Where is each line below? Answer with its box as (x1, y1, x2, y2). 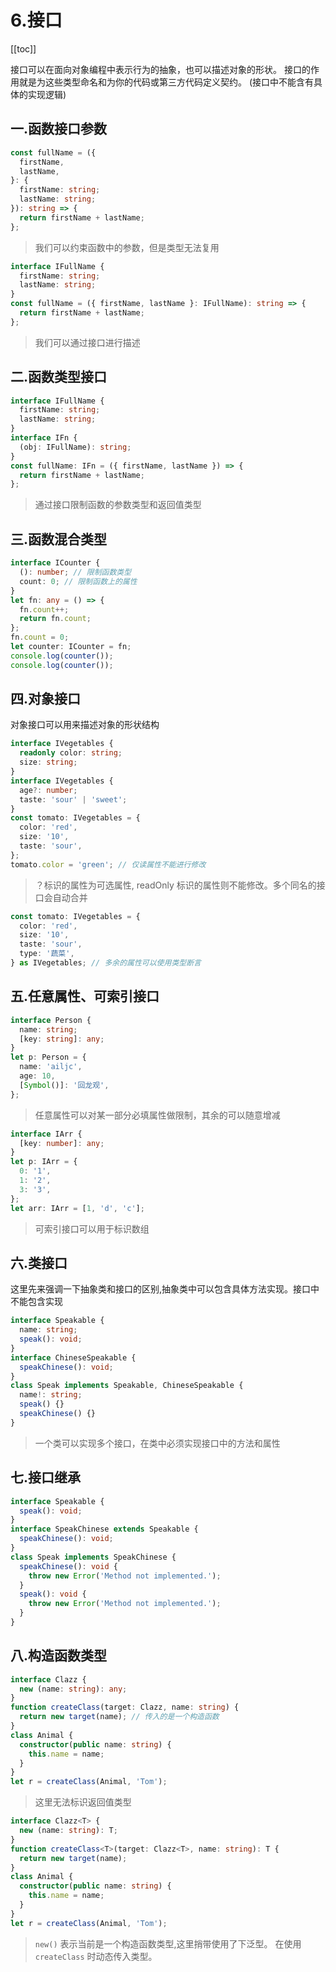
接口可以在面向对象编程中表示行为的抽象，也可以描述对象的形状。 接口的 (10, 63, 311, 75)
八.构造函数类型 (10, 1647, 108, 1665)
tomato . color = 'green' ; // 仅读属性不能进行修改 (10, 859, 207, 870)
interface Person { (10, 1015, 92, 1025)
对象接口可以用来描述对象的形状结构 (10, 719, 160, 731)
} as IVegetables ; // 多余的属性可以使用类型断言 (10, 958, 202, 968)
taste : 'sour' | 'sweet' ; (19, 794, 128, 805)
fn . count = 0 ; (10, 632, 70, 643)
